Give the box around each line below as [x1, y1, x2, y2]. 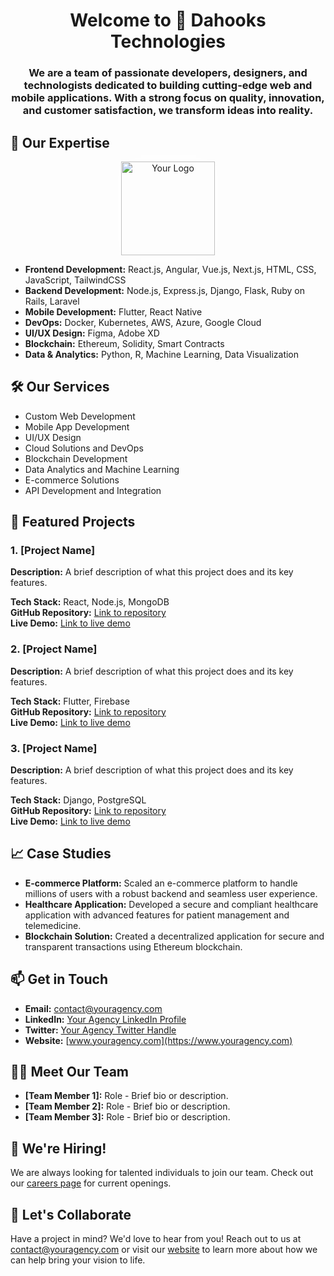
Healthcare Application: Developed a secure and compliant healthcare [24, 898, 319, 910]
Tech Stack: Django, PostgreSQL [10, 794, 147, 806]
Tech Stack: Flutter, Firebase [10, 695, 130, 707]
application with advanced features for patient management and [24, 909, 290, 921]
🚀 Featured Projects [10, 514, 136, 531]
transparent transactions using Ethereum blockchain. [24, 940, 243, 953]
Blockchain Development [24, 452, 128, 464]
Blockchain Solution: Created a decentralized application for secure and [24, 930, 325, 942]
